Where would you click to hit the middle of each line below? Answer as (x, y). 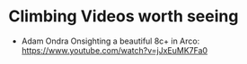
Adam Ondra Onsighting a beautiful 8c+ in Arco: (110, 41)
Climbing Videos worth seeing (123, 16)
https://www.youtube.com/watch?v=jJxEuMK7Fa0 (115, 50)
